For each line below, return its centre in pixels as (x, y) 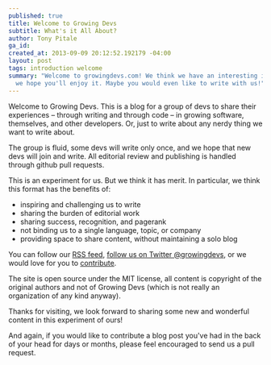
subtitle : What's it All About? (63, 31)
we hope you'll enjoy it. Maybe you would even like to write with (131, 83)
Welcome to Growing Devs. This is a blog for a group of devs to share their (132, 106)
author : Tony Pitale (43, 38)
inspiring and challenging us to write (80, 204)
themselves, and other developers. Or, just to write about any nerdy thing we (135, 123)
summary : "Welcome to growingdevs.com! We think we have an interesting (133, 76)
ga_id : (19, 46)
